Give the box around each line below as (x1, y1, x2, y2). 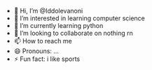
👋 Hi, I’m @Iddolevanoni (13, 7, 83, 15)
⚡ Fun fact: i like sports (13, 55, 81, 63)
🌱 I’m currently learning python (13, 22, 104, 29)
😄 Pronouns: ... (13, 47, 60, 55)
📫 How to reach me (13, 37, 72, 45)
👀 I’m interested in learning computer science (13, 14, 146, 22)
